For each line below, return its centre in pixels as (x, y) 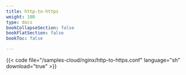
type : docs (19, 22)
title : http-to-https (32, 11)
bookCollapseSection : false (40, 28)
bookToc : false (25, 38)
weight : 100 (20, 17)
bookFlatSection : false (35, 33)
